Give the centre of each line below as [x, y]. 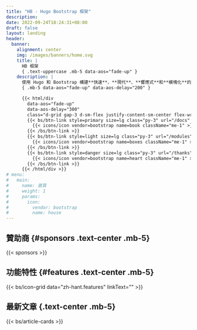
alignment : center [39, 50]
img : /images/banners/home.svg [55, 55]
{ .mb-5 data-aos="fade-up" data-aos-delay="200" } [86, 88]
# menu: [16, 175]
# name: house [34, 213]
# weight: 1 [26, 191]
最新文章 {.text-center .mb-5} [61, 307]
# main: [18, 180]
